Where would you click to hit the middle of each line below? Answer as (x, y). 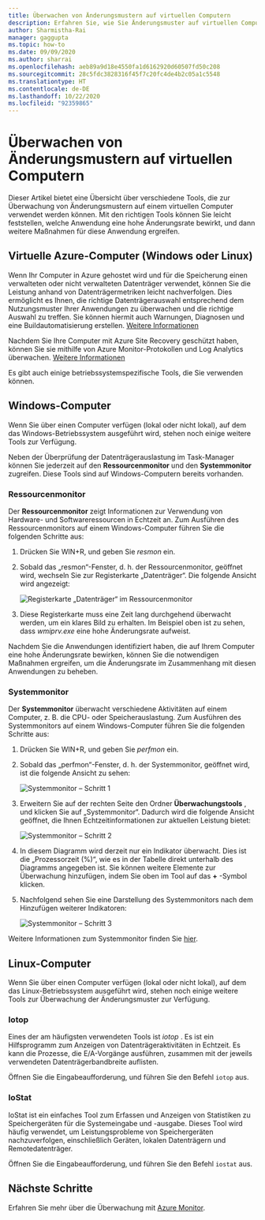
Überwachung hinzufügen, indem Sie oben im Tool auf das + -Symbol (133, 876)
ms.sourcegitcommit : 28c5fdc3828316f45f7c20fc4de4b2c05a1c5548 (114, 74)
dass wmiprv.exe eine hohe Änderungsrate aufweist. (105, 631)
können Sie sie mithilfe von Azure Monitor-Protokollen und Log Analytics (126, 349)
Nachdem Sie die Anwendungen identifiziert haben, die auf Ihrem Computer (131, 646)
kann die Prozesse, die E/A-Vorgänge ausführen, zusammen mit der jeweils (130, 1054)
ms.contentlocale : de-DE (49, 89)
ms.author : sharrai (40, 60)
